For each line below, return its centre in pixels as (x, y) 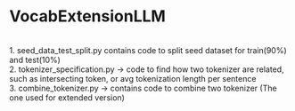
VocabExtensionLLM (88, 16)
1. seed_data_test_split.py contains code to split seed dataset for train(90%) (148, 50)
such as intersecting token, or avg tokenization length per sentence (133, 78)
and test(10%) (35, 59)
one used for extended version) (67, 97)
